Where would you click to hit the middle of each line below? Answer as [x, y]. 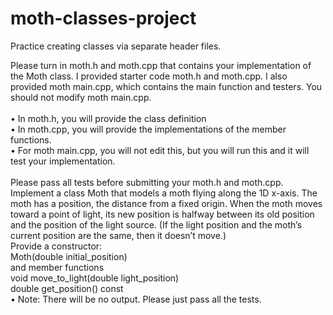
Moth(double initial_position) [69, 256]
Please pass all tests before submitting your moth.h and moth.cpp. [147, 182]
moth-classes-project [103, 18]
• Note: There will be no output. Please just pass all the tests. [136, 299]
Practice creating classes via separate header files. [116, 46]
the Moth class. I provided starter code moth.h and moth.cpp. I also [149, 76]
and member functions [57, 267]
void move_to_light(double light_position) [95, 278]
